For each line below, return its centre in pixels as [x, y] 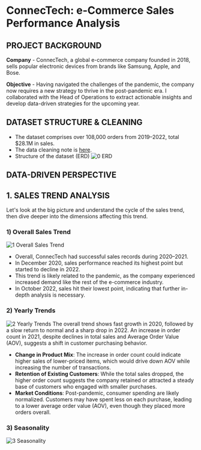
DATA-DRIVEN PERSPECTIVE [61, 175]
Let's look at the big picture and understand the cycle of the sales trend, [95, 210]
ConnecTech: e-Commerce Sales [90, 11]
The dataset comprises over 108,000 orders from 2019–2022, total [97, 137]
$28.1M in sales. [35, 143]
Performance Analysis [63, 23]
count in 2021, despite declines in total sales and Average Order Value [93, 336]
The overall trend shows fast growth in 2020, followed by [123, 324]
